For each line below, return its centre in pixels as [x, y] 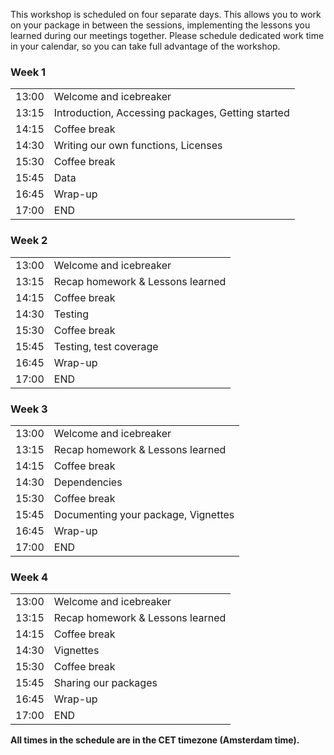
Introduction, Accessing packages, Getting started [171, 113]
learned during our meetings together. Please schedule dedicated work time [167, 35]
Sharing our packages [105, 683]
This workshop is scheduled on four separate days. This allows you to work [166, 14]
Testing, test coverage [106, 346]
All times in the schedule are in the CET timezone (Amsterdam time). [155, 740]
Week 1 [28, 72]
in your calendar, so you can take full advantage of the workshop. [145, 46]
